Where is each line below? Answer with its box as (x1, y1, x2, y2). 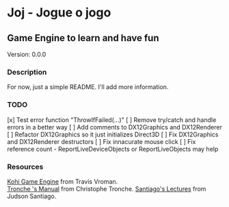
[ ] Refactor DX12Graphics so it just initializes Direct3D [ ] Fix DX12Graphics (7, 130, 219, 138)
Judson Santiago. (7, 192, 57, 200)
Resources (7, 162, 44, 171)
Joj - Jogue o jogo (7, 5, 111, 21)
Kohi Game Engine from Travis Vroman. (7, 177, 118, 186)
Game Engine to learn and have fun (7, 32, 159, 44)
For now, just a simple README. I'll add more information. (7, 83, 169, 91)
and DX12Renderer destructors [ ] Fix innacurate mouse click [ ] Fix (7, 137, 196, 145)
